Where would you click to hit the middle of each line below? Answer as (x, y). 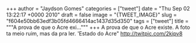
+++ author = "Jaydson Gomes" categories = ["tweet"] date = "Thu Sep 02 (98, 9)
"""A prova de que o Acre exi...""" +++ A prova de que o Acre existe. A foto (98, 27)
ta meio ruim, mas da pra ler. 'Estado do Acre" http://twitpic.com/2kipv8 (94, 34)
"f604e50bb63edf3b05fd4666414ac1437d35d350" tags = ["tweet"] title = (97, 21)
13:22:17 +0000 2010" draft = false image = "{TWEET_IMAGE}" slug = (92, 15)
